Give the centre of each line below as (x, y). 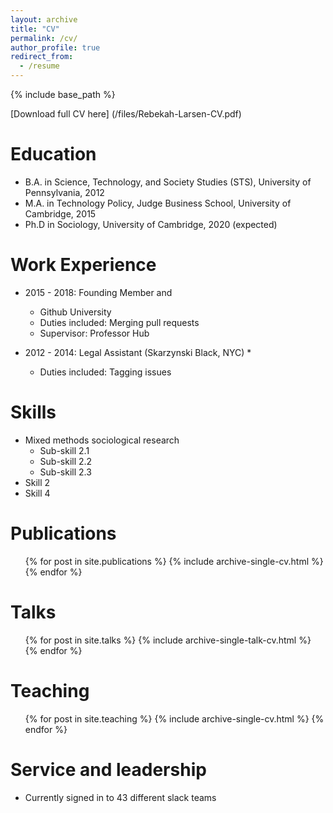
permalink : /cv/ (44, 38)
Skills (33, 412)
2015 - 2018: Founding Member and (98, 292)
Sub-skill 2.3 (65, 472)
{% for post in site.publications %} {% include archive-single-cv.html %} (174, 561)
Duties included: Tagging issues (105, 372)
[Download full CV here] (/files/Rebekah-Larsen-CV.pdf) (126, 114)
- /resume (39, 66)
